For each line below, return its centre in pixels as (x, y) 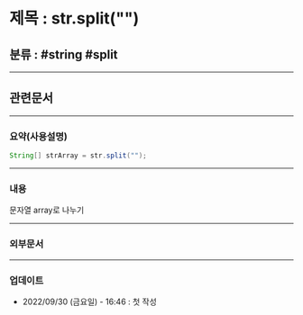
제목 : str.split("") (74, 18)
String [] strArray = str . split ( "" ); (78, 156)
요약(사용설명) (38, 136)
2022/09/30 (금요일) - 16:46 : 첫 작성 (90, 301)
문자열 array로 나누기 (47, 210)
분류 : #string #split (64, 54)
